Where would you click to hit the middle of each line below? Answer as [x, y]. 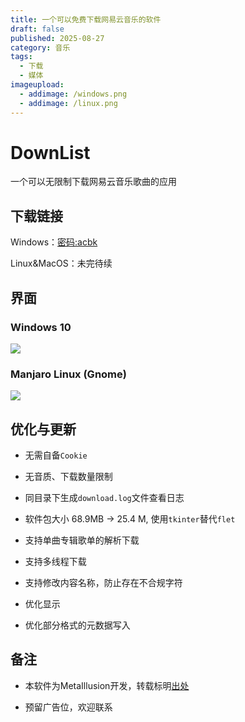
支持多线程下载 [55, 562]
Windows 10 [41, 327]
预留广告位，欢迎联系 [68, 707]
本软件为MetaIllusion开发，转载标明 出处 [107, 685]
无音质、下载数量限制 [68, 477]
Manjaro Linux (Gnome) [68, 374]
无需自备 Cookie [56, 455]
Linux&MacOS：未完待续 [61, 263]
